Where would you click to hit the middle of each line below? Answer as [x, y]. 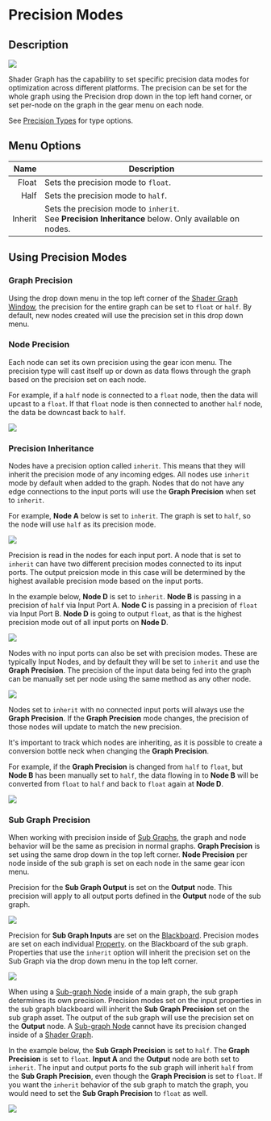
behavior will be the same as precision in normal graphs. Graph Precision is [134, 846]
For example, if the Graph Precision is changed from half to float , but [126, 767]
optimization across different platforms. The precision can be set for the [128, 88]
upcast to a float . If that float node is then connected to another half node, [135, 403]
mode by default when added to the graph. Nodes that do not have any [126, 483]
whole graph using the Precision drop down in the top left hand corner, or [130, 96]
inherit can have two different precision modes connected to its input [125, 564]
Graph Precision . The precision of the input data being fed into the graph [130, 670]
